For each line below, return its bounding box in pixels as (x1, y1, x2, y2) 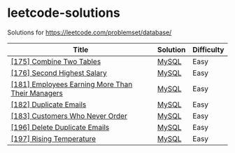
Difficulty (192, 44, 225, 54)
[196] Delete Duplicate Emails (10, 122, 110, 132)
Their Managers (10, 88, 63, 98)
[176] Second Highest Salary (10, 68, 107, 78)
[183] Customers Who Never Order (10, 111, 127, 121)
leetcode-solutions (7, 5, 121, 21)
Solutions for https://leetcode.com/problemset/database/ (7, 28, 172, 36)
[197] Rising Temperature (10, 133, 97, 143)
